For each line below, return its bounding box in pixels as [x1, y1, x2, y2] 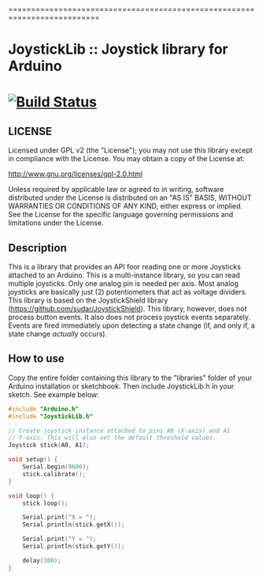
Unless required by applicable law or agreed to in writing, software [8, 185, 224, 194]
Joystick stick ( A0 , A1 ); [8, 442, 90, 449]
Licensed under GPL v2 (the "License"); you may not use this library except [8, 145, 254, 155]
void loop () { [8, 491, 55, 500]
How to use [8, 352, 65, 366]
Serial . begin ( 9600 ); [22, 463, 90, 471]
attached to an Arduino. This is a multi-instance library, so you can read [8, 270, 240, 280]
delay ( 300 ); [22, 556, 61, 565]
